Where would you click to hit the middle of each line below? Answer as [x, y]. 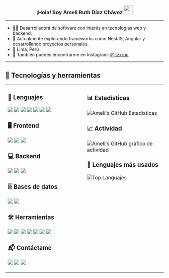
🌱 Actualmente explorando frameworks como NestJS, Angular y [79, 39]
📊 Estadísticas [108, 98]
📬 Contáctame [30, 248]
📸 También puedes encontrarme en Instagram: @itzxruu [71, 55]
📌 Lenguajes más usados [123, 165]
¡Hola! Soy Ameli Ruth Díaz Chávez [79, 12]
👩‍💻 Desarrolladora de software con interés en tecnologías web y [79, 28]
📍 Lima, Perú [26, 49]
